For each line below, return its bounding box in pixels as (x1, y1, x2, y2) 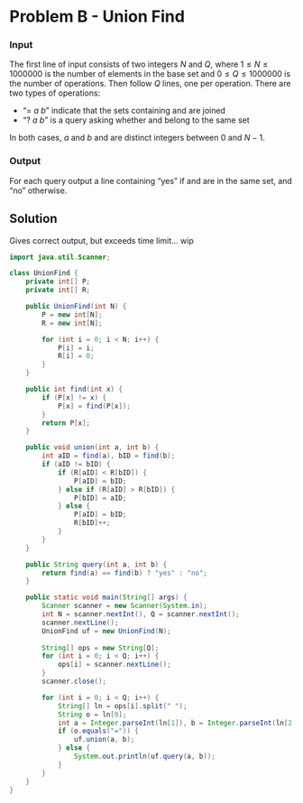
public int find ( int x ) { (25, 385, 124, 394)
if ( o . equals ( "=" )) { (57, 726, 140, 736)
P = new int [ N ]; (41, 309, 103, 319)
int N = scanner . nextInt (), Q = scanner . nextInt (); (41, 610, 241, 619)
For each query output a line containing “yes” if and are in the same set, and (9, 175, 293, 186)
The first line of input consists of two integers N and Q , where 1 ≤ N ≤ (9, 59, 269, 69)
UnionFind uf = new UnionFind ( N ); (41, 626, 171, 635)
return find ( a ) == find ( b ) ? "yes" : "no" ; (41, 568, 208, 577)
